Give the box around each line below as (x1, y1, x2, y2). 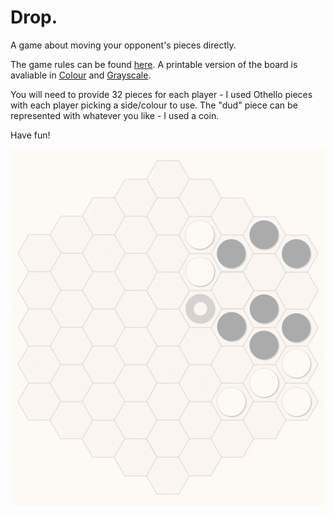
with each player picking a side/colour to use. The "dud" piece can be (10, 99, 298, 111)
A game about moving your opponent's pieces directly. (10, 39, 237, 51)
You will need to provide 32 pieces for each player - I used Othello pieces (10, 88, 313, 100)
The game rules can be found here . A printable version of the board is (10, 58, 298, 70)
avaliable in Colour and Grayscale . (10, 69, 152, 81)
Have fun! (10, 129, 51, 141)
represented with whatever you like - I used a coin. (10, 109, 220, 121)
